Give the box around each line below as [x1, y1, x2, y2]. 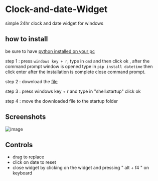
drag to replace [12, 154, 44, 160]
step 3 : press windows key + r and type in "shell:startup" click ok [5, 88, 141, 94]
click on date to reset [12, 159, 56, 165]
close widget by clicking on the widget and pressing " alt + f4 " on [12, 165, 149, 171]
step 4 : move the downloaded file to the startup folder [5, 98, 118, 104]
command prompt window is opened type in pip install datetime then [5, 63, 153, 69]
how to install [5, 35, 48, 43]
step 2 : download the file [5, 78, 58, 84]
